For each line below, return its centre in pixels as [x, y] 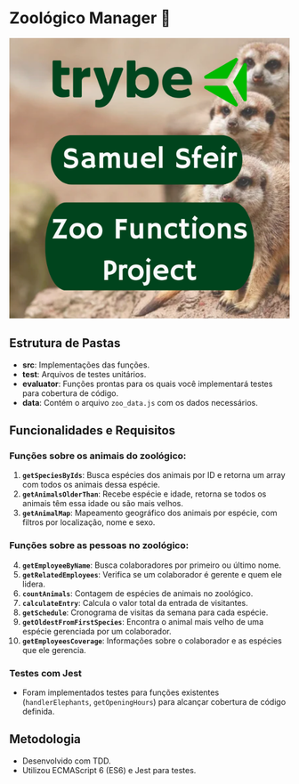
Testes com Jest [46, 673]
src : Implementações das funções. [85, 365]
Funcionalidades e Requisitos [93, 431]
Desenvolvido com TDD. [66, 761]
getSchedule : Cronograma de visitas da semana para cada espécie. [145, 612]
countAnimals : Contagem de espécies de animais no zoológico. [137, 593]
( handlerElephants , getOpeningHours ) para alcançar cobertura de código [154, 702]
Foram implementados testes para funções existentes [121, 692]
